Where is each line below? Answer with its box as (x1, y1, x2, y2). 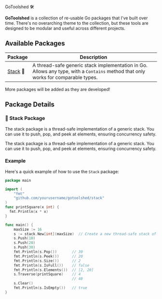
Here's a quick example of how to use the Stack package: (5, 168, 119, 174)
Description (80, 54, 108, 60)
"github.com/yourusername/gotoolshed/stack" (13, 195, 105, 201)
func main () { (5, 222, 34, 227)
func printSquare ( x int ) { (5, 205, 59, 209)
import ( (5, 187, 23, 192)
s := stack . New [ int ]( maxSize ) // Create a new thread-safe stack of (13, 231, 157, 236)
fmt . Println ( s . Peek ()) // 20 (13, 254, 83, 259)
